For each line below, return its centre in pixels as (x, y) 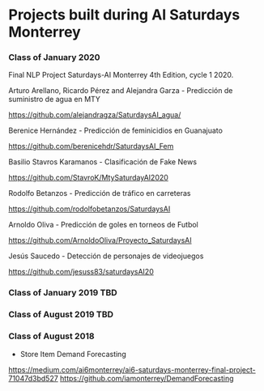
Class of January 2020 (54, 57)
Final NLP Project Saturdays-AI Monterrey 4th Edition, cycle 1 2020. (121, 75)
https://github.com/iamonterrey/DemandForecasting (147, 378)
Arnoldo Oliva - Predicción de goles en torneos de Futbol (103, 225)
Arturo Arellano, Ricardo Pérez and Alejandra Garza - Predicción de (121, 91)
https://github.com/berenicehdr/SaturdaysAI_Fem (91, 147)
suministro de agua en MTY (55, 100)
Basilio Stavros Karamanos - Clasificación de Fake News (102, 162)
